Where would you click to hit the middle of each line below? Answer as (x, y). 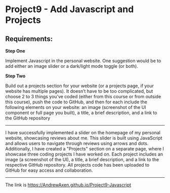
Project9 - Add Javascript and (70, 9)
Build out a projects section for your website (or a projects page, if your (80, 86)
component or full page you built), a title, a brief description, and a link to (81, 113)
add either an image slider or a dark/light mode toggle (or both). (72, 66)
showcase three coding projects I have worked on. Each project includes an (84, 154)
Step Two (15, 76)
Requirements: (29, 39)
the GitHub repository (28, 118)
